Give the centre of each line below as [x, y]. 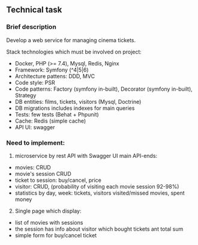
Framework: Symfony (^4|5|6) [52, 70]
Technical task [34, 10]
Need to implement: [36, 142]
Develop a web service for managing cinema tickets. [71, 40]
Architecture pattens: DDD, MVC [55, 76]
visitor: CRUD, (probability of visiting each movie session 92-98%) [97, 186]
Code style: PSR [35, 82]
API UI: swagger [35, 127]
